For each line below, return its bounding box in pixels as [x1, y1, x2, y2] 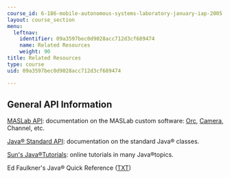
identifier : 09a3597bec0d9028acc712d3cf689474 [19, 36, 155, 42]
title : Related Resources [7, 55, 81, 62]
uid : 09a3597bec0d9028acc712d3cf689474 [7, 67, 122, 74]
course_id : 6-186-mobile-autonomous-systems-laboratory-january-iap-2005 [7, 10, 223, 17]
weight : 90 [19, 49, 51, 55]
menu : [7, 23, 23, 29]
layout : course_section [7, 16, 76, 23]
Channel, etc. [7, 124, 45, 132]
